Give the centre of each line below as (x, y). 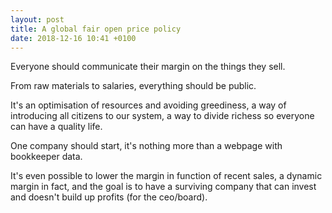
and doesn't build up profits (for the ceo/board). (109, 197)
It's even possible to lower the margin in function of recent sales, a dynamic (166, 176)
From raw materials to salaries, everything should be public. (133, 86)
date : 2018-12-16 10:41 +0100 (73, 38)
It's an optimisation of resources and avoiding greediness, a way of (148, 105)
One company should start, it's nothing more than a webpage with (146, 146)
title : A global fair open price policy (96, 29)
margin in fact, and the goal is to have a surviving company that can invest (163, 187)
